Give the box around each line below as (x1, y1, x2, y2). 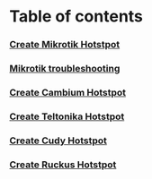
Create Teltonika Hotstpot (9, 110, 125, 123)
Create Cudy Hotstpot (9, 134, 108, 147)
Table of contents (9, 6, 144, 27)
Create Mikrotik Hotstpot (9, 38, 121, 51)
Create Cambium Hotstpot (9, 86, 127, 98)
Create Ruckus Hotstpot (9, 158, 117, 171)
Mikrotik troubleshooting (9, 63, 121, 75)
